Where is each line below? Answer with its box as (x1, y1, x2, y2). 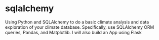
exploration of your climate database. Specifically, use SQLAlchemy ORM (5, 24, 154, 30)
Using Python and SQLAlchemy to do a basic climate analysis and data (5, 19, 149, 25)
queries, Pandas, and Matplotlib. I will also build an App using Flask (5, 29, 142, 35)
